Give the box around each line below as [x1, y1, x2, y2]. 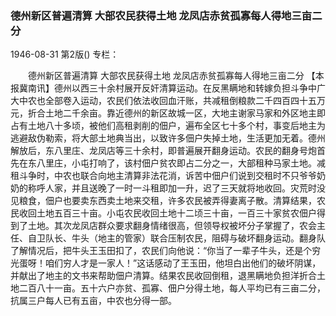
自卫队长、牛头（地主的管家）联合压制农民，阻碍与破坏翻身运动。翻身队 [27, 232, 326, 244]
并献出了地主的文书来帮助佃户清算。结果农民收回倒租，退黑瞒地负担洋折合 [10, 270, 317, 282]
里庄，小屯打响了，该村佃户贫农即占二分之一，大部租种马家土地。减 [44, 157, 326, 169]
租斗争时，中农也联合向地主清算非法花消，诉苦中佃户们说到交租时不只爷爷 [10, 170, 317, 182]
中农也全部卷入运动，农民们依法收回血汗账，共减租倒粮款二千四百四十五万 [18, 95, 326, 107]
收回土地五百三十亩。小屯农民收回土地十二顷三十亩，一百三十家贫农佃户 [18, 207, 317, 219]
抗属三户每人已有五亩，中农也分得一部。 [10, 295, 177, 307]
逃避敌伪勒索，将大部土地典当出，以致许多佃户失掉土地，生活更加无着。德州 [10, 132, 326, 144]
